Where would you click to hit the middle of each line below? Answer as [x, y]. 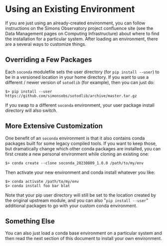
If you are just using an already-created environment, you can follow [75, 23]
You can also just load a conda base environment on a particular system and [83, 233]
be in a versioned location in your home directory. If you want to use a [77, 77]
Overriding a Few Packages [49, 60]
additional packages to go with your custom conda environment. [71, 206]
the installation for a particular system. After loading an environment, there [82, 39]
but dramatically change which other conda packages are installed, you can [83, 148]
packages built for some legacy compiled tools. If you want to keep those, [81, 143]
